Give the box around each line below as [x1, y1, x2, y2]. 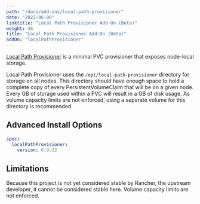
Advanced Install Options [6, 120, 103, 130]
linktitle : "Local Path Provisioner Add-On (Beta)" [6, 20, 137, 26]
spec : [6, 136, 20, 142]
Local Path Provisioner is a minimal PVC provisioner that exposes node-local [6, 53, 194, 60]
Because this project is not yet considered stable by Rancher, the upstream [6, 179, 191, 187]
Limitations [6, 163, 49, 173]
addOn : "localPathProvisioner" [6, 36, 84, 42]
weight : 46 [6, 25, 33, 32]
